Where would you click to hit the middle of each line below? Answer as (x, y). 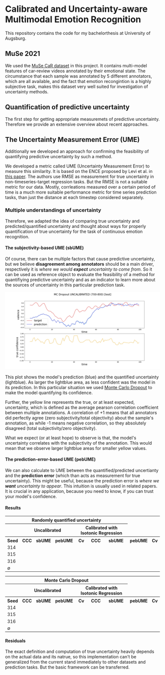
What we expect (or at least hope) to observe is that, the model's (71, 438)
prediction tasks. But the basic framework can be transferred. (68, 667)
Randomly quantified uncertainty (67, 520)
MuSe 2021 (23, 54)
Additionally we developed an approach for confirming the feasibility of (77, 151)
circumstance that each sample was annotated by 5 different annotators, (79, 76)
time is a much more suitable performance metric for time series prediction (81, 192)
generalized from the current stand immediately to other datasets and (75, 662)
